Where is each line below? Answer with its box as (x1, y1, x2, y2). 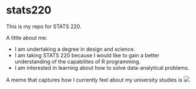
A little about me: (6, 34, 48, 41)
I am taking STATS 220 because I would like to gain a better (14, 52, 160, 59)
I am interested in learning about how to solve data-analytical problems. (14, 64, 190, 71)
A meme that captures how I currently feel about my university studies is (6, 76, 182, 83)
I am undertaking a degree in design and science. (14, 45, 136, 53)
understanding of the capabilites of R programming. (14, 58, 141, 65)
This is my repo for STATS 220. (6, 23, 81, 30)
